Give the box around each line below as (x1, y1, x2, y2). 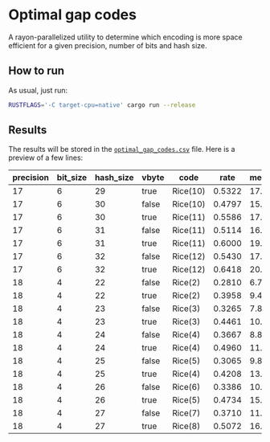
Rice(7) (172, 407, 201, 419)
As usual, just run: (8, 85, 68, 95)
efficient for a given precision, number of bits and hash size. (8, 40, 207, 50)
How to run (8, 64, 65, 78)
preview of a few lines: (8, 153, 84, 162)
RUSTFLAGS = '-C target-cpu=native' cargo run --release (8, 100, 196, 109)
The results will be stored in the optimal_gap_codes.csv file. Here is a (8, 145, 235, 154)
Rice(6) (172, 382, 201, 393)
